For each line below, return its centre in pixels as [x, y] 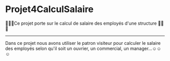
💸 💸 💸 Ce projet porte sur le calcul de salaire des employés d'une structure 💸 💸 [84, 23]
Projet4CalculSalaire [49, 9]
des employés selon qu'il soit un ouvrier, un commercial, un [67, 48]
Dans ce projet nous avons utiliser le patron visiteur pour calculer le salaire [83, 43]
